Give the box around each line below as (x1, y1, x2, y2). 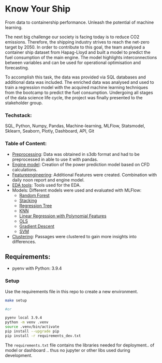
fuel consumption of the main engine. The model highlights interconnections (5, 54, 157, 60)
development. (5, 352, 32, 358)
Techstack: (5, 112, 32, 119)
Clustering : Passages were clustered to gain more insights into (12, 233, 137, 239)
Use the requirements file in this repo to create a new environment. (5, 288, 138, 294)
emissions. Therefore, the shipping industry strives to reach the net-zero (5, 39, 150, 45)
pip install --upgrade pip (5, 329, 59, 334)
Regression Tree (19, 202, 52, 209)
